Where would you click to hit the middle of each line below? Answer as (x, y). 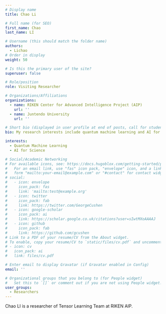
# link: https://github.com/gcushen (47, 233)
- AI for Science (27, 150)
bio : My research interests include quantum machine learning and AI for (83, 132)
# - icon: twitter (26, 196)
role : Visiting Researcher (33, 87)
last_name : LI (20, 33)
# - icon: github (25, 224)
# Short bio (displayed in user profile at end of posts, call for (76, 128)
